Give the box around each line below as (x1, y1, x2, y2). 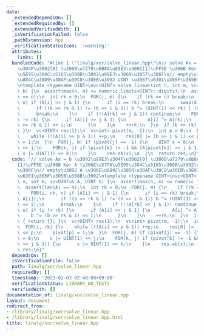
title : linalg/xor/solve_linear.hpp (6, 320, 99, 326)
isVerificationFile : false (12, 258, 80, 264)
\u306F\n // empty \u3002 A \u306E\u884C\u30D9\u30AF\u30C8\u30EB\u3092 (17, 167, 200, 173)
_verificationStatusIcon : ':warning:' (12, 43, 110, 49)
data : (6, 9, 20, 15)
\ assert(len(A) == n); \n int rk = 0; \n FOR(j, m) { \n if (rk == (17, 184, 202, 191)
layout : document (6, 298, 50, 304)
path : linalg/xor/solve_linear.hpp (12, 264, 102, 270)
